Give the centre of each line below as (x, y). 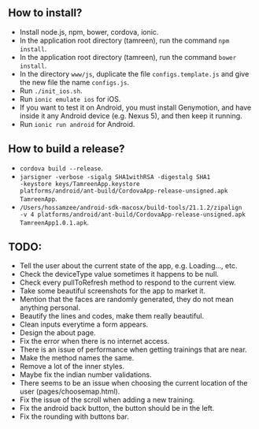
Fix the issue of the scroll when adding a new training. (107, 400)
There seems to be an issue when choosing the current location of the (133, 383)
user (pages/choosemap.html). (70, 392)
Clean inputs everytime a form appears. (84, 325)
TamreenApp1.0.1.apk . (54, 222)
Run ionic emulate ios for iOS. (70, 99)
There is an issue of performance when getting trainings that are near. (133, 349)
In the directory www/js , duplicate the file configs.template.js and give (134, 73)
